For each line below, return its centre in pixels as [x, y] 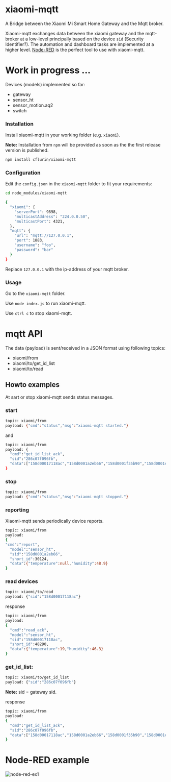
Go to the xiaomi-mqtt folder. [35, 293]
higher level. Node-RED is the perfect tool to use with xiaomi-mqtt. [75, 50]
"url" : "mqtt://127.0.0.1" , [44, 236]
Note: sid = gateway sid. [31, 692]
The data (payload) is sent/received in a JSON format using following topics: [85, 348]
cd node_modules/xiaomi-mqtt [36, 193]
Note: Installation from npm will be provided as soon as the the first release [83, 145]
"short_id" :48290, [30, 644]
